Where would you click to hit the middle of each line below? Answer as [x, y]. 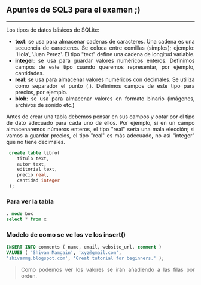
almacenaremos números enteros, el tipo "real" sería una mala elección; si [100, 129]
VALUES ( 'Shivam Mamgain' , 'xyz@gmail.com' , [64, 253]
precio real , [33, 175]
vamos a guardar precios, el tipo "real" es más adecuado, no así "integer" [100, 135]
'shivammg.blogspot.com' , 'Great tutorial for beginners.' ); [85, 258]
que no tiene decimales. [36, 142]
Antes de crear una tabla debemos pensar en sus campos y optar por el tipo [100, 117]
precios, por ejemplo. [41, 92]
